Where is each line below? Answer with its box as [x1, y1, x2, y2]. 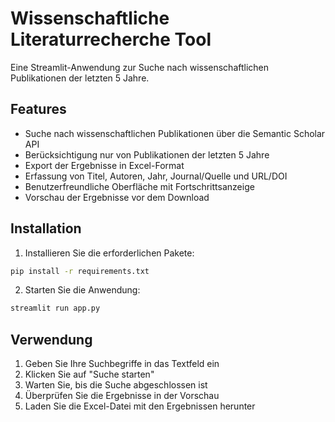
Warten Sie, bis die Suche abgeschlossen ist [24, 379, 208, 391]
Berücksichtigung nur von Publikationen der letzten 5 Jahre [24, 148, 270, 161]
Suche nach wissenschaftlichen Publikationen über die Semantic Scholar [24, 127, 326, 139]
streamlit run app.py [10, 303, 101, 314]
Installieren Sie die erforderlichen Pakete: [24, 247, 195, 259]
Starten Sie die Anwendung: [24, 284, 141, 296]
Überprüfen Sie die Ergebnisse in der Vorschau [24, 390, 220, 402]
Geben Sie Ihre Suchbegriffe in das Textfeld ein [24, 358, 220, 370]
